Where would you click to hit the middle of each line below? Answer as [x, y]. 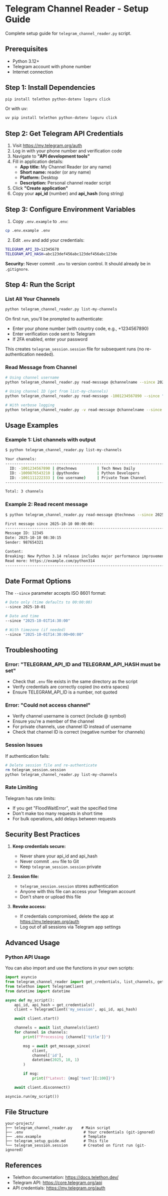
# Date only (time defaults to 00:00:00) [49, 602]
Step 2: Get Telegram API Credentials [64, 133]
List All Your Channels [32, 299]
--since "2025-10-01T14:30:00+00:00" [44, 634]
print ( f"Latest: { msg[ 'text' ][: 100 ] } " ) [73, 1079]
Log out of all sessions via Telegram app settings [70, 927]
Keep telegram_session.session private [60, 867]
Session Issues [24, 745]
